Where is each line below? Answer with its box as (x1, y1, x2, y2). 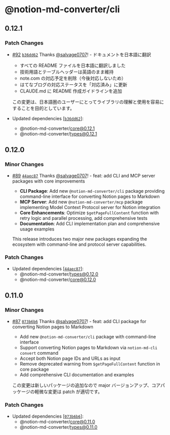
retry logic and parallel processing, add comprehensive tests (19, 215, 148, 221)
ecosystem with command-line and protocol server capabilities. (12, 241, 147, 247)
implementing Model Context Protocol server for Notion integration (19, 204, 161, 210)
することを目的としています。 (12, 105, 75, 111)
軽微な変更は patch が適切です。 (34, 388, 103, 395)
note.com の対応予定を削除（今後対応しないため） (19, 75, 126, 81)
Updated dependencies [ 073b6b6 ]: (12, 413, 84, 419)
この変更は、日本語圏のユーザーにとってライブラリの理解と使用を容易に (12, 99, 164, 105)
